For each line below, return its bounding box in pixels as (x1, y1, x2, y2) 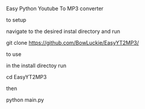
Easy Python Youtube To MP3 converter (6, 5, 104, 12)
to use (6, 51, 22, 58)
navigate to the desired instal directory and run (6, 28, 120, 35)
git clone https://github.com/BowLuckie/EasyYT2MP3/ (6, 39, 139, 46)
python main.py (6, 97, 44, 103)
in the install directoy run (6, 62, 67, 69)
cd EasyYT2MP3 (6, 74, 47, 80)
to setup (6, 16, 27, 23)
